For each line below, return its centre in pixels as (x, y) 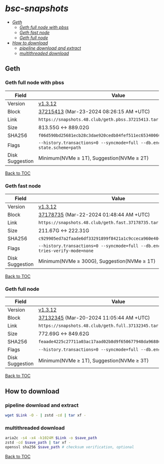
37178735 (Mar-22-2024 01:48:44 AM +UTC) (94, 214)
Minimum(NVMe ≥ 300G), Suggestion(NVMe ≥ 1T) (97, 261)
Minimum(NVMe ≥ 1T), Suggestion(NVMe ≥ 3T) (93, 361)
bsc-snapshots (37, 9)
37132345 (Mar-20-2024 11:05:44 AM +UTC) (94, 318)
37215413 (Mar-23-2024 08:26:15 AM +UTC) (94, 112)
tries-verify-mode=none (66, 251)
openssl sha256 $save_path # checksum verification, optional (70, 447)
